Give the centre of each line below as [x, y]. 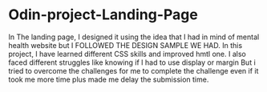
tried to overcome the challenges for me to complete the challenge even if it [133, 70]
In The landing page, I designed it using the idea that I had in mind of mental [134, 37]
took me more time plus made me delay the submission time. [109, 79]
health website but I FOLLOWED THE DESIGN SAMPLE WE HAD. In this [125, 45]
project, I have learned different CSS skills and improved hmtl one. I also [127, 54]
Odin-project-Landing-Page [103, 15]
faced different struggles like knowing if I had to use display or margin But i [132, 62]
